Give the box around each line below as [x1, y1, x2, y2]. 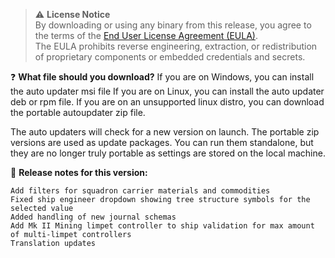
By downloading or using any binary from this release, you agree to [34, 19, 312, 31]
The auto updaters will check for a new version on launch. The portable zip [10, 126, 320, 138]
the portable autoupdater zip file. [10, 107, 146, 118]
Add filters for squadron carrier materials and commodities [10, 186, 271, 196]
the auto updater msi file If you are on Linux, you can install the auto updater [10, 85, 325, 97]
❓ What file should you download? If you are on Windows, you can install [10, 71, 315, 83]
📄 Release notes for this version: [10, 167, 148, 178]
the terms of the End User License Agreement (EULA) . [34, 30, 259, 41]
